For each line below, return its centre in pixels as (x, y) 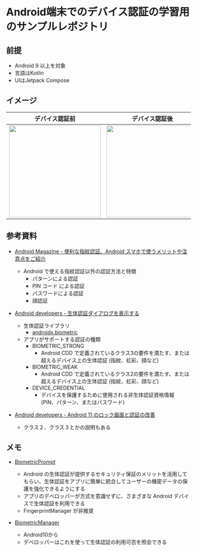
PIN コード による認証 (58, 286)
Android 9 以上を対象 (40, 66)
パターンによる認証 (55, 278)
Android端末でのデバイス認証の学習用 (98, 12)
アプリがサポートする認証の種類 (62, 339)
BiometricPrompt (35, 462)
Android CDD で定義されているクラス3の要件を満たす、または (115, 353)
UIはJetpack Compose (42, 80)
